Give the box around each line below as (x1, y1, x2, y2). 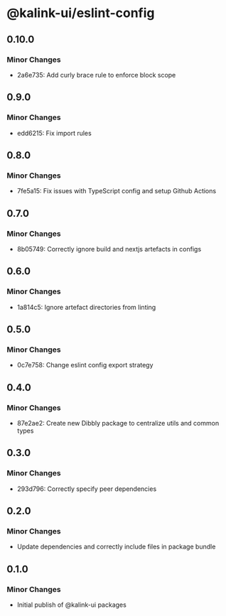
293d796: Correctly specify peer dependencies (16, 485, 157, 493)
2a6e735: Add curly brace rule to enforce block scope (16, 70, 176, 79)
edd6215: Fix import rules (16, 129, 92, 137)
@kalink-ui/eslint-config (6, 5, 155, 21)
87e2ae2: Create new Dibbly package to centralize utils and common (16, 419, 220, 427)
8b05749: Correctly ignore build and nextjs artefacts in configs (16, 244, 202, 253)
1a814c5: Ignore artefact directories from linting (16, 303, 156, 311)
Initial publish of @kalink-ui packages (16, 600, 127, 609)
